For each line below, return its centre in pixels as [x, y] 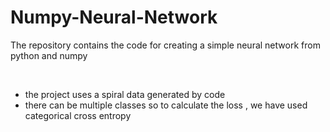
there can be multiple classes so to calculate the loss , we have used [166, 105]
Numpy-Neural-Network [114, 17]
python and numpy [49, 55]
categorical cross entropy [78, 115]
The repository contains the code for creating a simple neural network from [165, 45]
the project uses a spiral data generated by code [125, 94]
